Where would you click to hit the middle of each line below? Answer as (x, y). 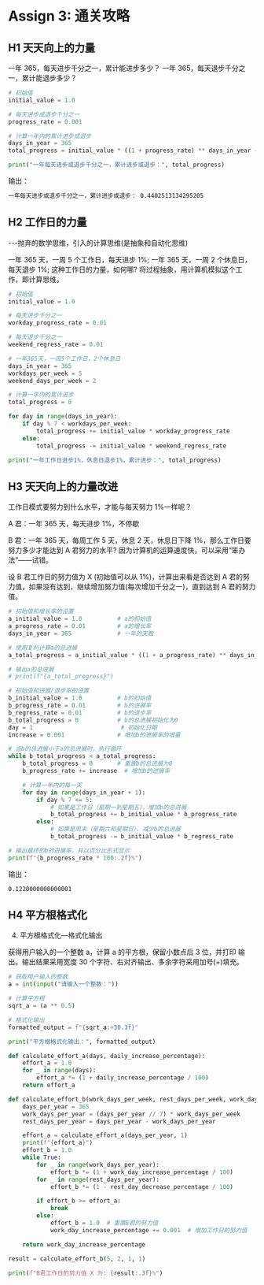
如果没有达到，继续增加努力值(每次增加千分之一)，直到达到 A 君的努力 (142, 587)
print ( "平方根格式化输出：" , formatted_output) (82, 1042)
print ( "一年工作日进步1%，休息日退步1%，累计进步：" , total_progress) (115, 460)
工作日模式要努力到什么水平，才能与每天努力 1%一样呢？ (100, 507)
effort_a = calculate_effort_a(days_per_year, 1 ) (105, 1135)
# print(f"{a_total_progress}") (61, 677)
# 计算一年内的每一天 (52, 785)
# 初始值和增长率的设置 (41, 611)
